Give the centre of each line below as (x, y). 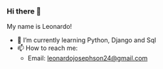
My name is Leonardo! (40, 27)
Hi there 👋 (24, 11)
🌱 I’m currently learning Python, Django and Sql (86, 40)
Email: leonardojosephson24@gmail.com (88, 58)
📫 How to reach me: (47, 48)
